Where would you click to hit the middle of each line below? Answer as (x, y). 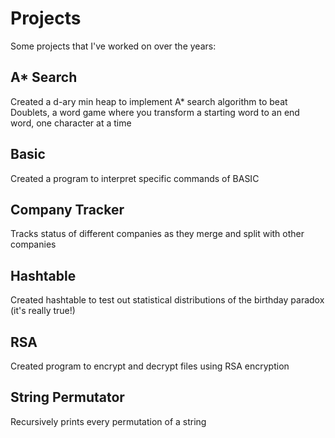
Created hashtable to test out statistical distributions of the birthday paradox (167, 300)
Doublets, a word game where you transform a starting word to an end (155, 112)
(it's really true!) (43, 311)
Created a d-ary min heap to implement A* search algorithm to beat (149, 101)
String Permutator (67, 397)
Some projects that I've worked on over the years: (113, 46)
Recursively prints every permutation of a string (108, 421)
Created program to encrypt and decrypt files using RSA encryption (150, 366)
